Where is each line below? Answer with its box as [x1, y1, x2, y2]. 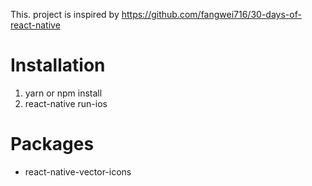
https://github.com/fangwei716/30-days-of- [121, 9, 302, 20]
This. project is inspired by [10, 9, 120, 20]
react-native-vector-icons [24, 165, 132, 178]
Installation [10, 54, 106, 77]
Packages [10, 133, 95, 156]
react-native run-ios [24, 97, 108, 109]
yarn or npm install [24, 87, 103, 99]
